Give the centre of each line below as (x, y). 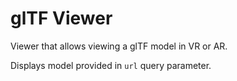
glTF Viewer (61, 18)
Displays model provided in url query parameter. (111, 65)
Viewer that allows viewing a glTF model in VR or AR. (119, 46)
